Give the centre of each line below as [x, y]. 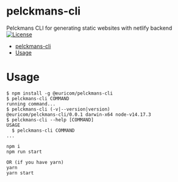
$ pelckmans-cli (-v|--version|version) [59, 109]
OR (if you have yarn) [35, 162]
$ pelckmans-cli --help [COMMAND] [50, 120]
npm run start [24, 152]
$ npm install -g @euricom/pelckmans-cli [60, 93]
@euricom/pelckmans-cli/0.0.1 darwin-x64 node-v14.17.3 [79, 114]
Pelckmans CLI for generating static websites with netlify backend [89, 28]
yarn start [20, 173]
